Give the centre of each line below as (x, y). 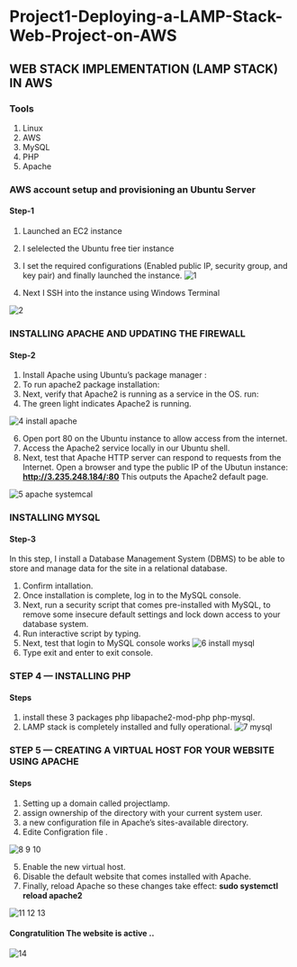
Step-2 (22, 355)
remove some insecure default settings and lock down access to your (151, 614)
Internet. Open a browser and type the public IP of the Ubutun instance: (155, 467)
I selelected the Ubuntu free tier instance (98, 248)
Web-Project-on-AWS (93, 36)
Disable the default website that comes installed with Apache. (137, 876)
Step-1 (22, 211)
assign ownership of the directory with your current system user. (142, 812)
